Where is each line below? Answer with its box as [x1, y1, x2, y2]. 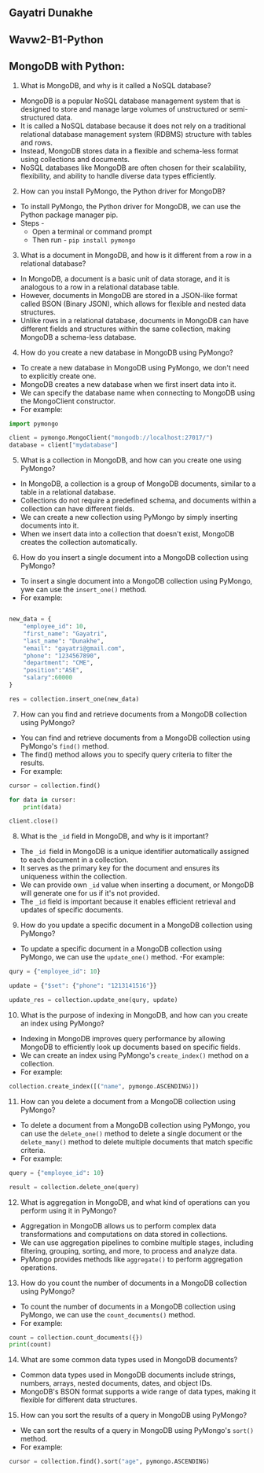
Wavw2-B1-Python [9, 33, 104, 46]
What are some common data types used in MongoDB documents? [20, 1355, 238, 1364]
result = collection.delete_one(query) [9, 1183, 140, 1191]
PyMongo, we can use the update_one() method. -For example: [20, 952, 225, 962]
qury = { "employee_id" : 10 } [9, 967, 101, 976]
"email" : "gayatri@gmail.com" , [23, 644, 126, 652]
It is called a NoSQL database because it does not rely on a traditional [20, 121, 247, 131]
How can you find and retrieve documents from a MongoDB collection [20, 709, 247, 719]
